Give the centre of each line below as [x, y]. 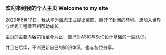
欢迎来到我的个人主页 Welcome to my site [57, 8]
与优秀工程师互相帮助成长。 [34, 26]
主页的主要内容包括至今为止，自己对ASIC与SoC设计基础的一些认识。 [77, 37]
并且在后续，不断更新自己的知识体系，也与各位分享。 [61, 48]
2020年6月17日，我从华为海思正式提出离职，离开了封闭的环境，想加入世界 [83, 20]
